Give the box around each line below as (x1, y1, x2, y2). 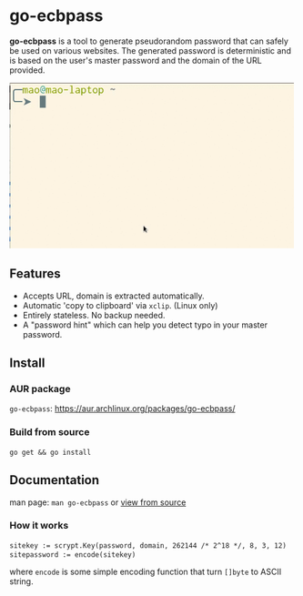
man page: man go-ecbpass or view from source (9, 497, 187, 508)
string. (9, 575, 34, 587)
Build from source (9, 426, 90, 439)
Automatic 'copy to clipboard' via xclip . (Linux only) (22, 299, 218, 310)
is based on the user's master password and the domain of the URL (9, 55, 262, 66)
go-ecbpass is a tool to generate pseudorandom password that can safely (9, 35, 289, 46)
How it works (9, 520, 69, 532)
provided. (9, 65, 45, 76)
